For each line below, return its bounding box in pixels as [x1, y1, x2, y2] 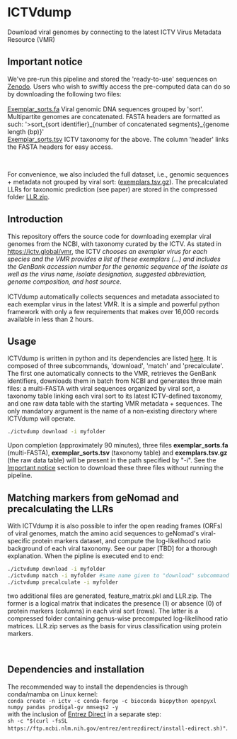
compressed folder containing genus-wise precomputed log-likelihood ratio [7, 614, 229, 623]
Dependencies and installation [7, 664, 145, 676]
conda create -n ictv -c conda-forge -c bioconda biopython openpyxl [7, 697, 217, 704]
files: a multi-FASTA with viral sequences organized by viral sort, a [7, 384, 200, 393]
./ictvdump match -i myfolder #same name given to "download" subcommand [7, 572, 230, 579]
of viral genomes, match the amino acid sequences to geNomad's [7, 529, 200, 538]
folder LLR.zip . [7, 192, 50, 201]
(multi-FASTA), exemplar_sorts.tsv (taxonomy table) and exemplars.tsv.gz [7, 448, 228, 457]
